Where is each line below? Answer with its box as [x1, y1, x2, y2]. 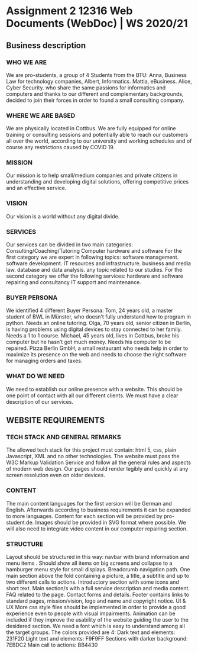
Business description [6, 40, 86, 50]
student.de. [6, 519, 34, 526]
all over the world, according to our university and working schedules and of [6, 137, 192, 144]
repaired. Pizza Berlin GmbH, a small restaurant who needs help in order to [6, 345, 189, 352]
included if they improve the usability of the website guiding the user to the [6, 616, 189, 623]
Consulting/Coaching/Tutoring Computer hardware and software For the [6, 247, 182, 255]
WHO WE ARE [6, 58, 47, 66]
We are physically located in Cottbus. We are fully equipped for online [6, 125, 176, 132]
